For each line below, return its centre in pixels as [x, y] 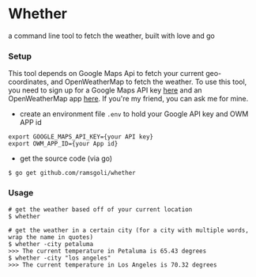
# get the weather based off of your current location [100, 209]
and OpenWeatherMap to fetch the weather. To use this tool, [149, 82]
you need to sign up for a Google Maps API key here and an [105, 90]
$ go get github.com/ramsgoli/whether [72, 173]
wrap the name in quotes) [51, 237]
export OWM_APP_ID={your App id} [63, 144]
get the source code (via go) [66, 158]
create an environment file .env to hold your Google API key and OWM [134, 114]
